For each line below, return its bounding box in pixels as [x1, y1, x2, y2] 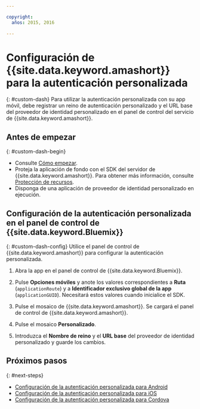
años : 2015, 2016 [11, 19, 55, 26]
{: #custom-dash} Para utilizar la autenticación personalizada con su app [6, 96, 186, 103]
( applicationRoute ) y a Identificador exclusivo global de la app [14, 284, 172, 292]
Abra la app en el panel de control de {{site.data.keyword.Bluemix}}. [14, 267, 183, 274]
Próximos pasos [6, 356, 67, 366]
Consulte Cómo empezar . [14, 159, 78, 167]
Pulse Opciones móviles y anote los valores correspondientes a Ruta [14, 278, 186, 286]
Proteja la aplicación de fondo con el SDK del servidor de [14, 166, 156, 173]
